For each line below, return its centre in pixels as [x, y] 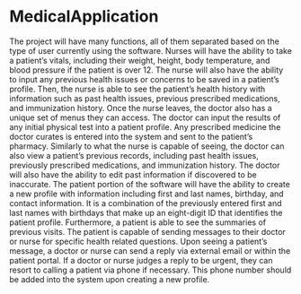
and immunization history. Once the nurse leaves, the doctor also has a [141, 108]
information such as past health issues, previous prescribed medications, [145, 98]
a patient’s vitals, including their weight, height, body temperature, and [140, 60]
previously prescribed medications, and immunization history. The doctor [145, 165]
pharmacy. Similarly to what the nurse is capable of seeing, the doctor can [147, 146]
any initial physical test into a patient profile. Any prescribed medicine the [145, 126]
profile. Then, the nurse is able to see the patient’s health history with [137, 89]
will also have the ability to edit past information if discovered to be [133, 174]
